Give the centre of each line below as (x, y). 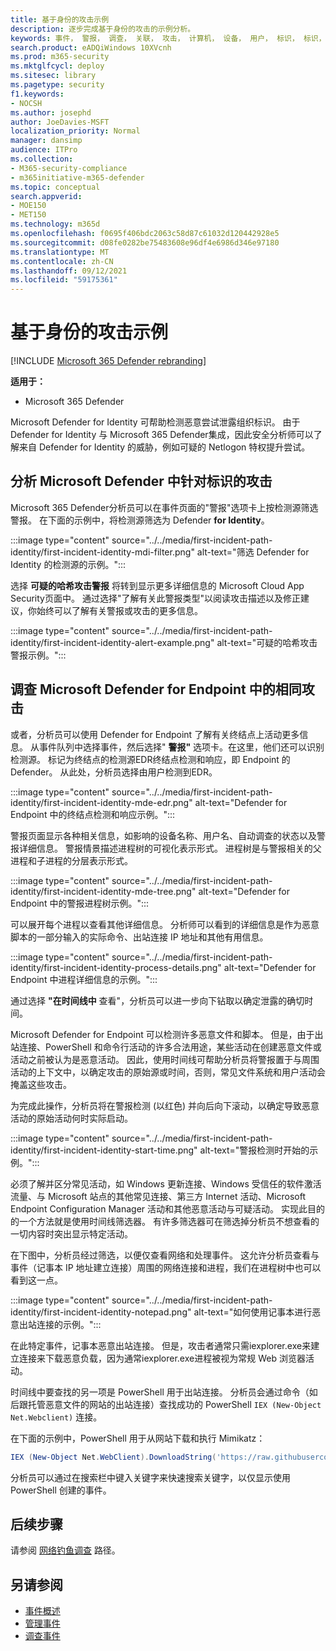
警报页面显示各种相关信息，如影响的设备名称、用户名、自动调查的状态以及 (163, 835)
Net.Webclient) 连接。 (56, 1417)
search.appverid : (46, 196)
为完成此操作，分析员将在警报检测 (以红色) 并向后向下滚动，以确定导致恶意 (165, 1105)
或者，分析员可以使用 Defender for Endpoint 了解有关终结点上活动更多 (155, 734)
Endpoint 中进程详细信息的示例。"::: (84, 979)
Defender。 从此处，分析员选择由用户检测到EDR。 (114, 772)
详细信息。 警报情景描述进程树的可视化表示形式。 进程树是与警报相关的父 (170, 848)
